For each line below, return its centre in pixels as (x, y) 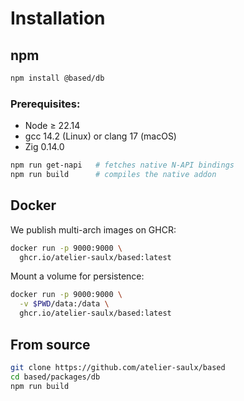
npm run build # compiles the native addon (113, 175)
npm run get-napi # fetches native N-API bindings (122, 165)
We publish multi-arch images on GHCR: (93, 229)
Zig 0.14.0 (44, 147)
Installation (58, 18)
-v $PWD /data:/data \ (64, 304)
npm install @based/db (57, 78)
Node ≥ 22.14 (52, 126)
